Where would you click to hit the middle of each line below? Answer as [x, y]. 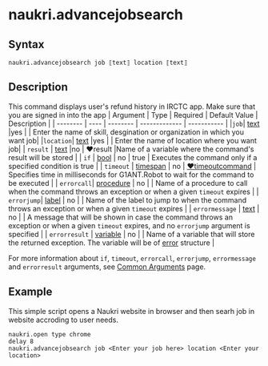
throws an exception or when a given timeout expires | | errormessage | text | [134, 208]
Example [30, 292]
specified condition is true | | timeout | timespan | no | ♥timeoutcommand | [132, 166]
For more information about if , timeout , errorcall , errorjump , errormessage [132, 258]
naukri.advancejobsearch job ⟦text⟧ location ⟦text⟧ [98, 62]
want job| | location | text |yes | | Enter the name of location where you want [133, 140]
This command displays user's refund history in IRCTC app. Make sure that [132, 107]
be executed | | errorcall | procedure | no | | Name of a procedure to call [128, 183]
